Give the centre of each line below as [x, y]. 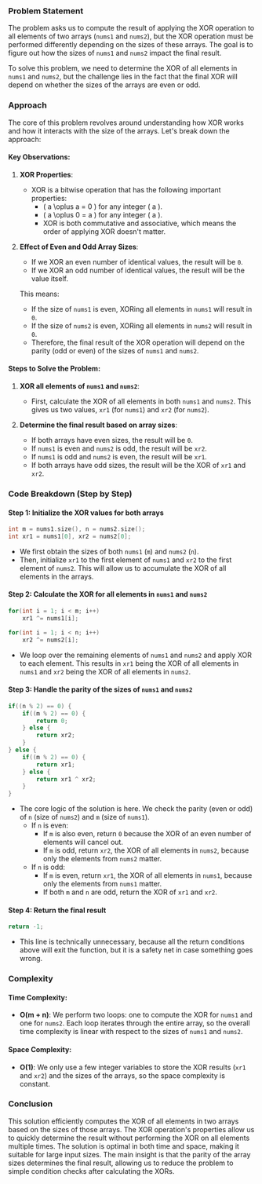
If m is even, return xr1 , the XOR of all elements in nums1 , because [147, 875]
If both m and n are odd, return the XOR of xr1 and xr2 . [130, 892]
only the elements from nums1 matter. [102, 884]
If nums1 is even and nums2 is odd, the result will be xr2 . [119, 448]
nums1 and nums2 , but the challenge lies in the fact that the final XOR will [123, 77]
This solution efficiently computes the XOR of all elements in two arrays [124, 1121]
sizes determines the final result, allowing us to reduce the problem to [121, 1163]
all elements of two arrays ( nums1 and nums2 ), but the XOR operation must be [131, 36]
